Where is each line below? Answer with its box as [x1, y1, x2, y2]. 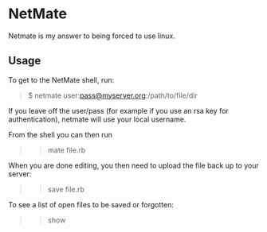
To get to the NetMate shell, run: [8, 75, 115, 84]
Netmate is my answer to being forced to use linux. [8, 31, 175, 41]
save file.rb [47, 184, 85, 194]
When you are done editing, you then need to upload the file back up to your [8, 160, 259, 170]
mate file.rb [47, 145, 86, 155]
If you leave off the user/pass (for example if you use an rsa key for [8, 106, 229, 115]
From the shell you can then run [8, 130, 113, 139]
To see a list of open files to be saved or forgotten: [8, 199, 174, 209]
